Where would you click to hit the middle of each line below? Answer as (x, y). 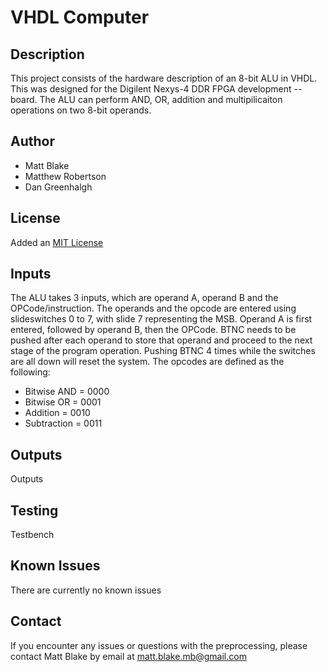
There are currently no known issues (86, 590)
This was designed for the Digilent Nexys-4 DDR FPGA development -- (156, 89)
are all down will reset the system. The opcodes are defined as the (147, 362)
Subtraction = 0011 (63, 423)
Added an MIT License (57, 242)
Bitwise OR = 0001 (63, 402)
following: (30, 372)
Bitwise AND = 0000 (67, 392)
